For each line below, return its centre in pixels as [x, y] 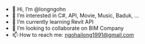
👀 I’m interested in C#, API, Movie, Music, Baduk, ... [76, 15]
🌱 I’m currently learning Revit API [53, 22]
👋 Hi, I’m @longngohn [39, 9]
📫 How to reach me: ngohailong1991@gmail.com [73, 35]
